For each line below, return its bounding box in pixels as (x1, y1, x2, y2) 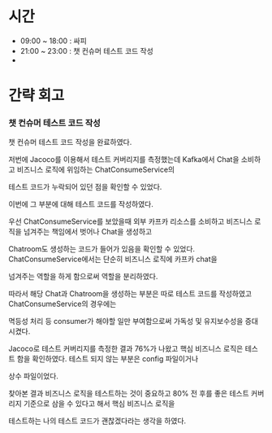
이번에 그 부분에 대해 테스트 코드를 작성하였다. (8, 199, 154, 209)
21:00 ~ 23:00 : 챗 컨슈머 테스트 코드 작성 (19, 46, 154, 55)
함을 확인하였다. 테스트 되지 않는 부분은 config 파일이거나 (16, 354, 199, 364)
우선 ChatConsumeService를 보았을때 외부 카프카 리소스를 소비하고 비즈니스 (8, 216, 253, 226)
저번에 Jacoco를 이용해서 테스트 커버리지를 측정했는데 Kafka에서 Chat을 (8, 155, 240, 164)
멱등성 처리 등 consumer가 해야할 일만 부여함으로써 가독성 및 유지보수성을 (8, 317, 244, 326)
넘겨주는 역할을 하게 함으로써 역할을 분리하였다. (8, 272, 158, 282)
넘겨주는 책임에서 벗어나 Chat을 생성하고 (23, 227, 153, 237)
